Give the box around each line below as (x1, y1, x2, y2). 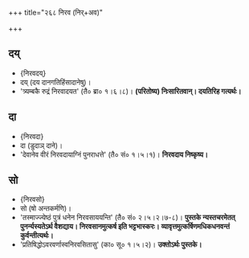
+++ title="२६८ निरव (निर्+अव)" (8, 8, 103, 17)
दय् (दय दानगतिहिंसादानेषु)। (19, 77, 92, 87)
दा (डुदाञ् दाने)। (19, 141, 63, 150)
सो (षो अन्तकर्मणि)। (19, 203, 72, 213)
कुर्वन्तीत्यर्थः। (19, 231, 54, 240)
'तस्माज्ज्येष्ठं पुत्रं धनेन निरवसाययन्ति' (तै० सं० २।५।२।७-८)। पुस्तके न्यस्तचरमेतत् (19, 213, 235, 223)
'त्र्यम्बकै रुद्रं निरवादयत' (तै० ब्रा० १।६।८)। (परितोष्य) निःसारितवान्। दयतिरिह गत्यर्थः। (19, 86, 243, 96)
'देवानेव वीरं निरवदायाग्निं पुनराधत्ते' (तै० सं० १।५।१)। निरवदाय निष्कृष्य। (19, 149, 209, 159)
